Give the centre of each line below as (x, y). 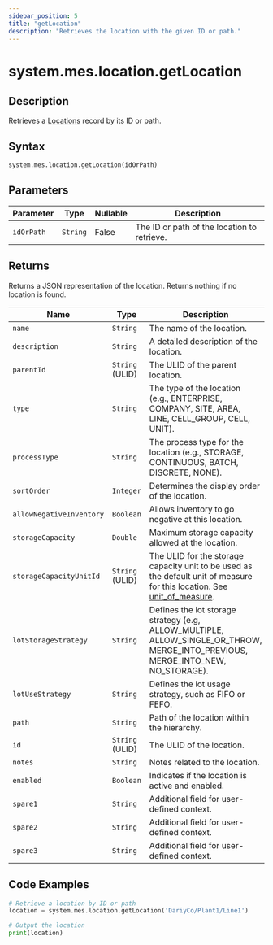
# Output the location (47, 925)
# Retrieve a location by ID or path (72, 904)
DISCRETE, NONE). (186, 472)
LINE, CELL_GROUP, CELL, (199, 418)
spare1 (25, 803)
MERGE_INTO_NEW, (188, 660)
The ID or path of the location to (196, 227)
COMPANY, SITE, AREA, (195, 408)
